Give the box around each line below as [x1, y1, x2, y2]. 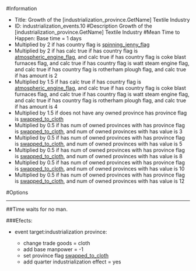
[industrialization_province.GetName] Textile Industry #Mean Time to [14, 29, 180, 36]
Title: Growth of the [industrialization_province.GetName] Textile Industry [14, 16, 190, 23]
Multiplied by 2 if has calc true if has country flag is [14, 47, 138, 54]
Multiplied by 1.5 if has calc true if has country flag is [14, 78, 142, 85]
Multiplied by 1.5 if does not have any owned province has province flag [14, 109, 187, 116]
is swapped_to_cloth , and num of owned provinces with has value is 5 [14, 140, 183, 147]
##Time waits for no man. [6, 206, 68, 213]
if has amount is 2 [14, 72, 58, 79]
